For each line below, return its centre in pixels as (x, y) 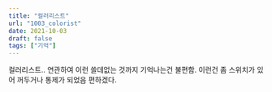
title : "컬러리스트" (39, 16)
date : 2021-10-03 (38, 31)
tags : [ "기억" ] (32, 46)
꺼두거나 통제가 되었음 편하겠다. (67, 80)
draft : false (30, 38)
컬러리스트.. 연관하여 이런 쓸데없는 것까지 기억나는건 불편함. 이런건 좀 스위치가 (132, 70)
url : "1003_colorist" (45, 23)
